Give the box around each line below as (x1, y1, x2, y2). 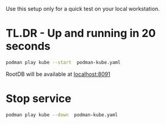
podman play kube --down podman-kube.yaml (5, 112, 118, 118)
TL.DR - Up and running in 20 (5, 27, 156, 40)
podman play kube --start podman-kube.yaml (5, 59, 121, 66)
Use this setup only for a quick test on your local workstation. (5, 5, 160, 12)
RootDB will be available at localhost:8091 (5, 70, 110, 78)
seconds (5, 40, 51, 53)
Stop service (5, 92, 71, 105)
